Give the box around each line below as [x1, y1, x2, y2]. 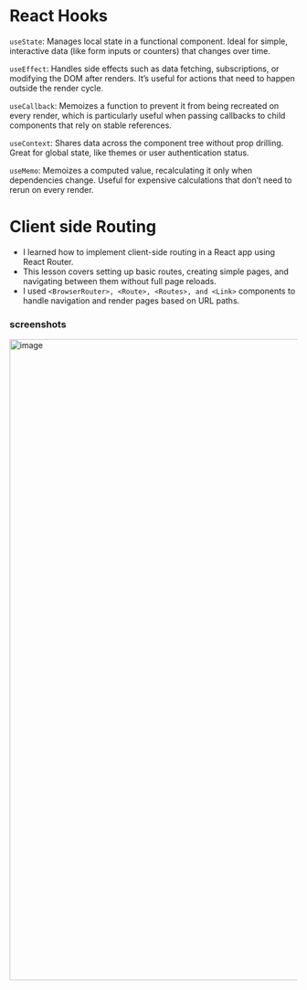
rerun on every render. [9, 184, 94, 195]
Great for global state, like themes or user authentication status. [9, 147, 249, 158]
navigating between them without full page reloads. [22, 275, 217, 286]
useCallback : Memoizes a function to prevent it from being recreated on [9, 100, 280, 111]
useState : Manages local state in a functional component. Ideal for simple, [9, 36, 288, 47]
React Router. [22, 256, 74, 267]
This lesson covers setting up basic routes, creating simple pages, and [22, 266, 290, 277]
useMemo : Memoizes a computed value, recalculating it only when [9, 165, 253, 176]
